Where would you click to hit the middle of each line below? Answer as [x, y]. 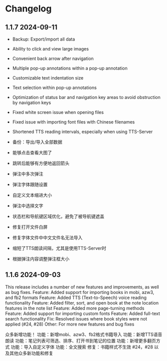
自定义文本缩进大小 [32, 195]
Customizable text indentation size [48, 78]
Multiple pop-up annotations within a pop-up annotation [70, 68]
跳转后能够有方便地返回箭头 [41, 163]
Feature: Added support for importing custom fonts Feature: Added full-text [83, 313]
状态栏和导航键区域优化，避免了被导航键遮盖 [58, 216]
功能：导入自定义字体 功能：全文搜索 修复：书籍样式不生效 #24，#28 [82, 347]
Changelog [28, 9]
